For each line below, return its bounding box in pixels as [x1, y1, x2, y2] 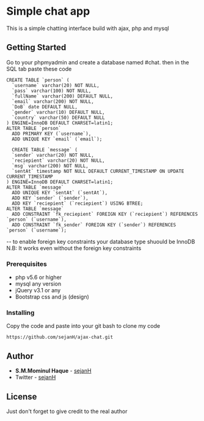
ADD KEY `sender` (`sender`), [12, 195, 89, 201]
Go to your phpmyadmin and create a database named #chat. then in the [6, 58, 189, 66]
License [6, 391, 37, 402]
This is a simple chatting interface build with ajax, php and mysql [6, 25, 169, 32]
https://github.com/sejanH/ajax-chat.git [6, 334, 114, 341]
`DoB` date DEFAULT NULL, [12, 104, 78, 110]
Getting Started [6, 42, 67, 53]
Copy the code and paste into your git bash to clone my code [6, 322, 161, 330]
